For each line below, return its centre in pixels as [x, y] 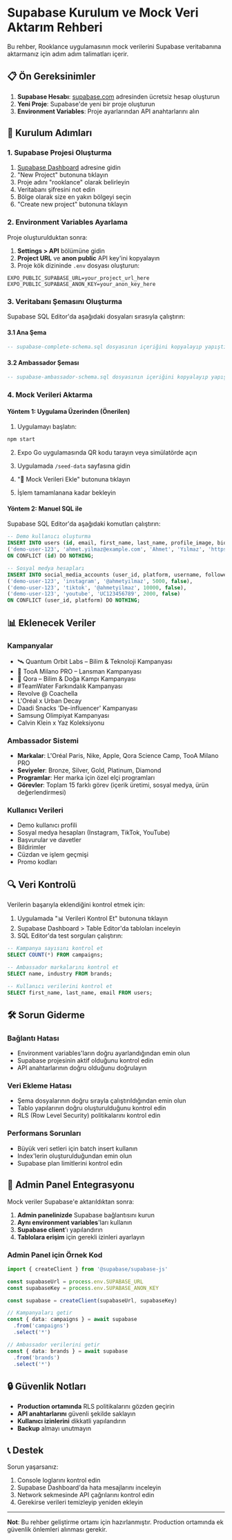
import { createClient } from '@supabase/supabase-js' [88, 1269]
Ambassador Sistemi [43, 741]
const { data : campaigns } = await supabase [72, 1320]
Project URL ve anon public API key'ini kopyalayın [88, 258]
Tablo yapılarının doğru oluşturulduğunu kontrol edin [91, 1108]
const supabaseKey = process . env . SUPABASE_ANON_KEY [83, 1288]
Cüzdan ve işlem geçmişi [52, 855]
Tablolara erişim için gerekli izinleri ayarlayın [81, 1237]
